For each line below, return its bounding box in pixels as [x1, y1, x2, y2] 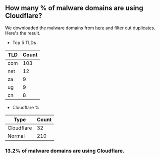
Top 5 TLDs [12, 40, 36, 45]
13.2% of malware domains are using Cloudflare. [5, 147, 125, 154]
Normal [7, 132, 25, 139]
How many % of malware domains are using [5, 4, 144, 12]
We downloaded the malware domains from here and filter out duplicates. [5, 25, 156, 31]
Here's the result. [5, 30, 41, 36]
